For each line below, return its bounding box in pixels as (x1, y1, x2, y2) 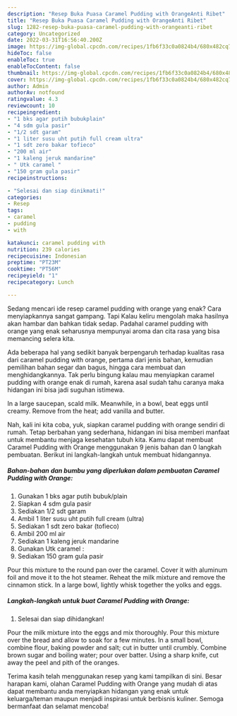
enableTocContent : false (7, 63, 80, 70)
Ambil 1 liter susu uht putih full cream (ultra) (17, 514, 145, 523)
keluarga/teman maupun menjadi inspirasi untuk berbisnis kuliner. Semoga (7, 694, 224, 703)
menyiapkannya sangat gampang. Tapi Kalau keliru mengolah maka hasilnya (7, 311, 229, 320)
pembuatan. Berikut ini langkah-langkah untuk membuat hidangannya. (7, 450, 212, 459)
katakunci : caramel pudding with (7, 239, 106, 246)
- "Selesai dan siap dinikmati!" (7, 187, 106, 194)
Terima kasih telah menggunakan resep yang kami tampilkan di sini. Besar (7, 672, 222, 680)
